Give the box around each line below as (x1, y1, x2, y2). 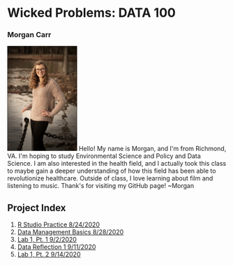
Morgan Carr (7, 30, 52, 40)
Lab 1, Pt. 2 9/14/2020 (17, 250, 81, 259)
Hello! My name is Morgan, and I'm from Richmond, (78, 145, 227, 153)
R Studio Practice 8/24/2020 (17, 220, 100, 229)
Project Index (7, 201, 66, 214)
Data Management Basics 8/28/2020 (17, 228, 124, 236)
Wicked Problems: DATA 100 (7, 5, 176, 21)
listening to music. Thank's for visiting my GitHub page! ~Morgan (7, 182, 194, 190)
